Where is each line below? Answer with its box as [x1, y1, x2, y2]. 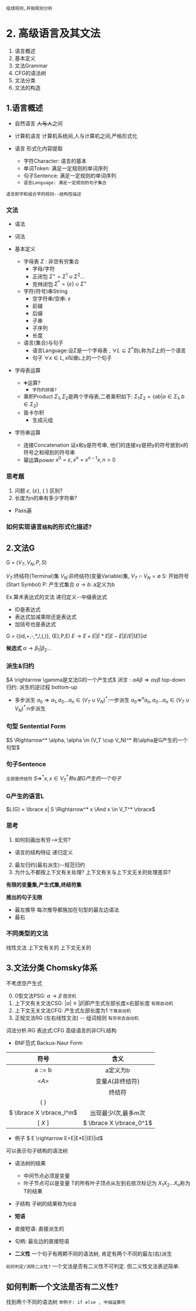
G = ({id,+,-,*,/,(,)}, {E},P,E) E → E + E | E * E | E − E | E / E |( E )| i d [6, 632, 147, 639]
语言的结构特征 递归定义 [14, 848, 73, 855]
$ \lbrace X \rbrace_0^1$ [83, 1119, 153, 1127]
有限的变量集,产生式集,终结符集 [6, 881, 82, 888]
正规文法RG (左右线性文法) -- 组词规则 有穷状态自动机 [14, 1014, 139, 1021]
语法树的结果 [14, 1159, 46, 1167]
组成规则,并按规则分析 [6, 5, 53, 11]
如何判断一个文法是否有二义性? [6, 1282, 119, 1292]
